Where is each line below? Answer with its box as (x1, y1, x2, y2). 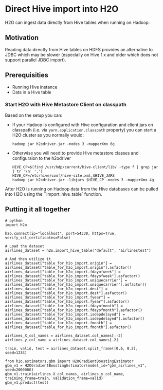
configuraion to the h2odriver (12, 155, 72, 161)
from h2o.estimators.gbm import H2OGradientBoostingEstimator (5, 359, 134, 364)
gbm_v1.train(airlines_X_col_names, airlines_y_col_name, (5, 371, 125, 376)
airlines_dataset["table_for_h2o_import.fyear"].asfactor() (5, 299, 130, 304)
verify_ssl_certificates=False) (5, 235, 71, 240)
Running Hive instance (12, 84, 57, 90)
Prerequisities (5, 71, 49, 79)
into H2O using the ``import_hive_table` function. (5, 191, 102, 197)
